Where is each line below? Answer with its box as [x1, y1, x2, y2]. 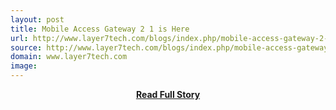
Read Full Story [135, 89, 201, 100]
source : [10, 42, 43, 53]
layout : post [10, 14, 65, 25]
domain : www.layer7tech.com [10, 52, 128, 62]
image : [10, 61, 38, 71]
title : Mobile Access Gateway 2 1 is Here [10, 24, 190, 34]
